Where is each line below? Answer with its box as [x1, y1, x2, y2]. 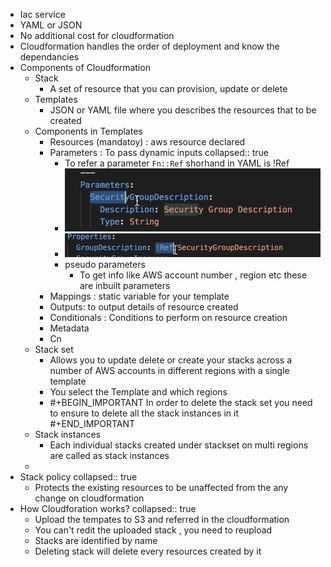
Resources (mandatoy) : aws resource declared [49, 136, 246, 148]
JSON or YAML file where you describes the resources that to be [49, 104, 317, 116]
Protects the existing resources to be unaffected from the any [34, 481, 289, 493]
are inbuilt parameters [79, 279, 171, 291]
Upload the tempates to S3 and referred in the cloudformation [34, 513, 290, 525]
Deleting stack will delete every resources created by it [34, 545, 262, 557]
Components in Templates [34, 125, 143, 137]
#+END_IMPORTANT [49, 417, 136, 429]
